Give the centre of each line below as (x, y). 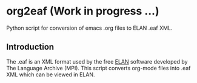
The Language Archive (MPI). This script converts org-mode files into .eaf (98, 68)
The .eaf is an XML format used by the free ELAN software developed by (97, 61)
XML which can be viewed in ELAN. (51, 75)
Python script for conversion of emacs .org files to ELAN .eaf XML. (89, 28)
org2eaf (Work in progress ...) (83, 11)
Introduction (30, 47)
